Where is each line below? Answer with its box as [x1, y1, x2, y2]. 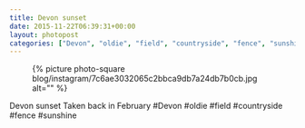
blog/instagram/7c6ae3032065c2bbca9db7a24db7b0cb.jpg [32, 74, 258, 84]
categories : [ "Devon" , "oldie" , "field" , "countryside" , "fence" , [9, 38, 266, 48]
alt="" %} [32, 83, 68, 94]
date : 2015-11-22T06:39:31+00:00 [9, 22, 136, 31]
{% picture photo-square [32, 64, 125, 74]
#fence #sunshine [9, 110, 77, 121]
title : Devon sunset [9, 13, 88, 23]
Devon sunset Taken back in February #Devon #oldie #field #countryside [9, 101, 283, 112]
